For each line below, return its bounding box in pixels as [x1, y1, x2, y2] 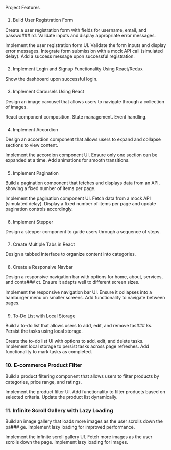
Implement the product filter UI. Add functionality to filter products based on [5, 388, 165, 395]
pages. [5, 300, 20, 306]
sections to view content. [5, 141, 59, 148]
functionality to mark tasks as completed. [5, 349, 92, 355]
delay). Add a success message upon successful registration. [5, 53, 135, 59]
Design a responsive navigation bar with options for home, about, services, [5, 274, 163, 280]
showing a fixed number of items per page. [5, 185, 96, 191]
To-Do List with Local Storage [12, 313, 76, 319]
